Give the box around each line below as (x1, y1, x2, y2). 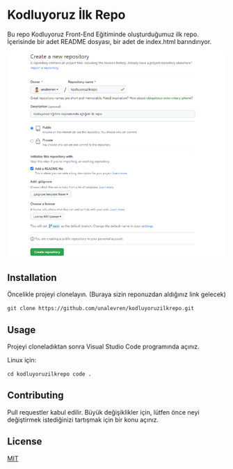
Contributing (7, 390, 64, 401)
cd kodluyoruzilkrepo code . (7, 370, 92, 378)
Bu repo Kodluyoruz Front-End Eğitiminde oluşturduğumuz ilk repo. (7, 30, 200, 38)
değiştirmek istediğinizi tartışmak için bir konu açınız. (7, 415, 159, 424)
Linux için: (7, 355, 37, 364)
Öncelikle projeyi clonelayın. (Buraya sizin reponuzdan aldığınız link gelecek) (7, 290, 226, 299)
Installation (7, 272, 57, 284)
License (7, 436, 42, 447)
